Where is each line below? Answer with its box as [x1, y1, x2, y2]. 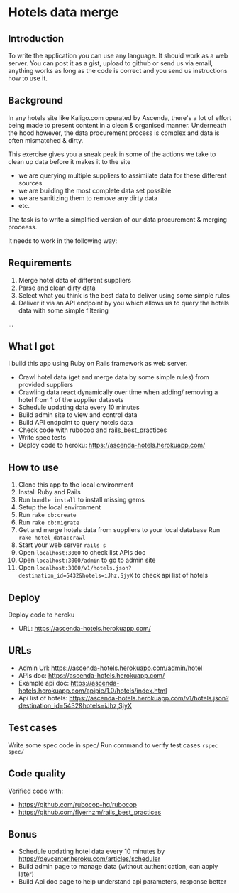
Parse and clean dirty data [18, 283, 96, 292]
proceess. [8, 222, 38, 231]
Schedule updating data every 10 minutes [18, 403, 140, 412]
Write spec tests [18, 433, 67, 442]
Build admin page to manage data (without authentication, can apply [18, 862, 218, 871]
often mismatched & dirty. [8, 136, 84, 144]
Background [8, 94, 63, 107]
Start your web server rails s [18, 541, 106, 549]
